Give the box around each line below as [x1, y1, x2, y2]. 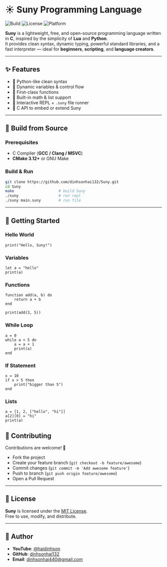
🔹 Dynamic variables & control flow [12, 84, 84, 90]
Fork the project [12, 454, 46, 460]
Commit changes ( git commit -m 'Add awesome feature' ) [12, 465, 130, 471]
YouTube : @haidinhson [12, 546, 61, 552]
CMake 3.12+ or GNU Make [12, 156, 69, 162]
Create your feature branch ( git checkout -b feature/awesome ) [12, 460, 142, 466]
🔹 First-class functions [12, 89, 59, 95]
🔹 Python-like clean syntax [12, 78, 68, 84]
